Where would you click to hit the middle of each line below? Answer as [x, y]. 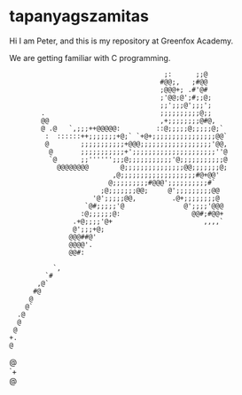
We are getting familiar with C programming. [90, 58]
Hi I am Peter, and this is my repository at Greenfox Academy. [121, 41]
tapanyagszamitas [79, 16]
